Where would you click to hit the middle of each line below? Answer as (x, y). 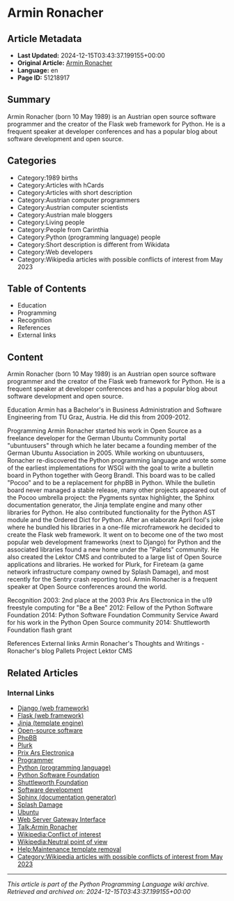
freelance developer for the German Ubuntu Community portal (97, 438)
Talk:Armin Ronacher (47, 827)
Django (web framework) (53, 708)
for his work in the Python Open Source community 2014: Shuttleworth (109, 623)
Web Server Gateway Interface (61, 819)
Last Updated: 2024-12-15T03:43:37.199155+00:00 (91, 55)
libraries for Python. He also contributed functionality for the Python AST (111, 512)
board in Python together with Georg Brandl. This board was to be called (111, 475)
